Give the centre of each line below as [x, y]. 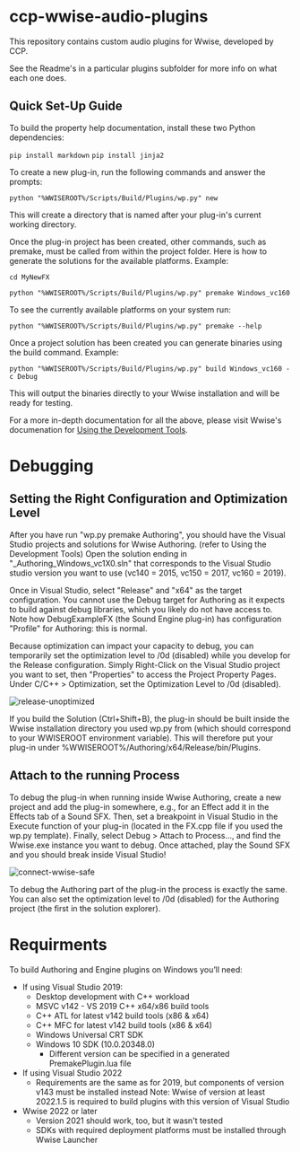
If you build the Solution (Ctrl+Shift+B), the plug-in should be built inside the [150, 718]
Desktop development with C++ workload [112, 996]
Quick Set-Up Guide [66, 106]
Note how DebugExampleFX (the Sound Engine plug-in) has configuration [146, 619]
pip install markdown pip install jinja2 [86, 155]
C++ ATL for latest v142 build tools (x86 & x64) [122, 1016]
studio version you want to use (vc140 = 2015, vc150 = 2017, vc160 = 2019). [148, 573]
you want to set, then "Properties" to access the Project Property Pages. [143, 674]
